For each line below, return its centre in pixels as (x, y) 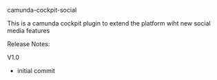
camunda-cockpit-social (42, 10)
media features (29, 31)
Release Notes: (29, 44)
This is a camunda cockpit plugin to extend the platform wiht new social (109, 23)
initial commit (36, 71)
